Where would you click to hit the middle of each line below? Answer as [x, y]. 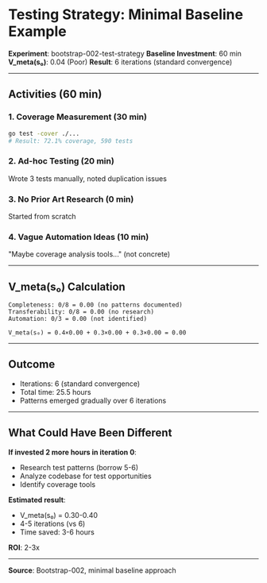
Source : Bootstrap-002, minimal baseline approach [92, 570]
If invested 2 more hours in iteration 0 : [72, 452]
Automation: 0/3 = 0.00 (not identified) [78, 319]
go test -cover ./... [44, 133]
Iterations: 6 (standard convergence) [80, 384]
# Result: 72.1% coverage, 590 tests [71, 141]
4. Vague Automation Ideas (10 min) [79, 237]
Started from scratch [43, 216]
